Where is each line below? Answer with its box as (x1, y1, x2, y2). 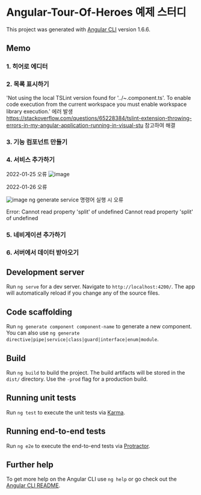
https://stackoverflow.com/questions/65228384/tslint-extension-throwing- (6, 114, 192, 121)
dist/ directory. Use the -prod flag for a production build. (6, 375, 148, 383)
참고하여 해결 (144, 121, 176, 129)
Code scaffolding (6, 307, 72, 317)
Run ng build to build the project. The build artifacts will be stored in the (6, 369, 185, 377)
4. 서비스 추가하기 (6, 156, 55, 164)
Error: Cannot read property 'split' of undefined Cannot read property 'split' (6, 208, 194, 215)
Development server (6, 267, 85, 277)
